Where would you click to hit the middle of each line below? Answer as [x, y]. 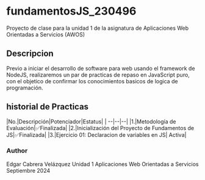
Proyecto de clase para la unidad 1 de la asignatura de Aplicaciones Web [98, 28]
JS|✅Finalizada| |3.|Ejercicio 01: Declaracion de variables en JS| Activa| [96, 134]
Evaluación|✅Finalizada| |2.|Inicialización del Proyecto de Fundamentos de [100, 128]
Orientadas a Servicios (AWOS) [46, 34]
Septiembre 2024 [28, 170]
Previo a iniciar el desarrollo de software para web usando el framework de [101, 68]
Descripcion [30, 54]
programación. [25, 88]
